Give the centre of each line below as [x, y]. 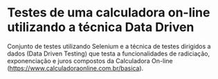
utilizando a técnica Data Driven [101, 27]
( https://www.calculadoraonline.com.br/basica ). [75, 68]
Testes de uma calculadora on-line [109, 13]
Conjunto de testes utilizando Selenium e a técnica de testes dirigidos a [109, 46]
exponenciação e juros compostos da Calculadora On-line [90, 60]
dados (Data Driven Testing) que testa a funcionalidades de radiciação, [109, 54]
